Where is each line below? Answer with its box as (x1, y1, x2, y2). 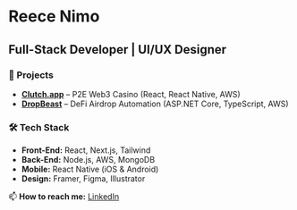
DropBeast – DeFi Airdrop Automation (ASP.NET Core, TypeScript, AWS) (21, 98, 289, 109)
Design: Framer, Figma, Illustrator (21, 173, 146, 184)
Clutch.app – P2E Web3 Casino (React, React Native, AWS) (21, 88, 241, 99)
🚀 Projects (8, 69, 55, 81)
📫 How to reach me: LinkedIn (8, 191, 120, 202)
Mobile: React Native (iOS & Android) (21, 164, 159, 175)
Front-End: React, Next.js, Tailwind (21, 145, 151, 155)
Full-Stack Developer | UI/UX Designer (8, 42, 227, 57)
